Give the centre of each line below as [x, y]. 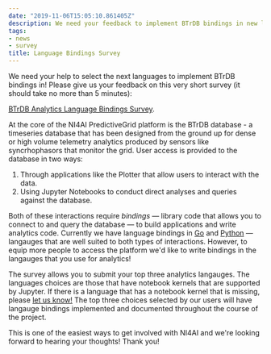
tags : [17, 31]
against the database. [56, 200]
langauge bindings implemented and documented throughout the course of [133, 308]
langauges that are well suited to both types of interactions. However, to [128, 242]
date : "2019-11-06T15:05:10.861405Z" [72, 16]
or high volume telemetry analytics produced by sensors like [109, 142]
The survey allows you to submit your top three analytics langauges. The [129, 274]
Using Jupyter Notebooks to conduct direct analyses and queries [128, 192]
